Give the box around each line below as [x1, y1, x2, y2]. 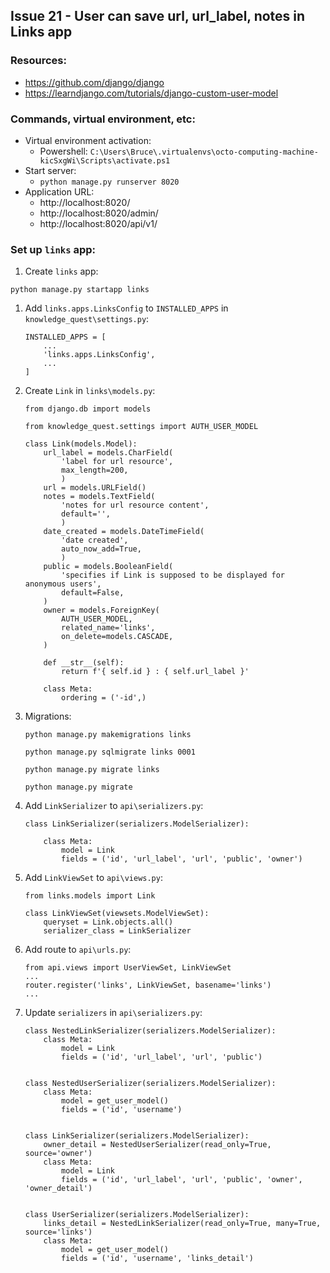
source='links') [24, 1227, 93, 1238]
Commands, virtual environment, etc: [10, 112, 196, 126]
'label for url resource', [61, 457, 174, 467]
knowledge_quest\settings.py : [24, 313, 150, 325]
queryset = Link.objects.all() [43, 917, 174, 928]
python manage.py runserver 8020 [39, 177, 180, 187]
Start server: [24, 164, 77, 176]
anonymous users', [24, 579, 102, 589]
